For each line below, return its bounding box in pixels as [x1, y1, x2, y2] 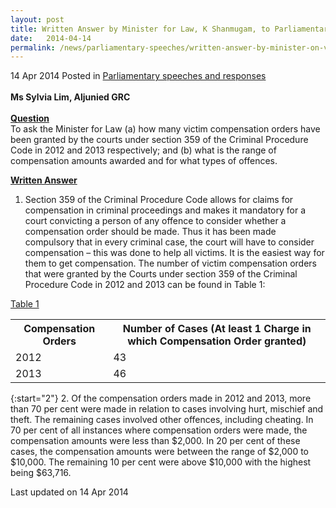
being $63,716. [10, 467, 72, 479]
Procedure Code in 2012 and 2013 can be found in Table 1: [24, 279, 266, 291]
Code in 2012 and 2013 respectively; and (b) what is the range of [10, 144, 277, 156]
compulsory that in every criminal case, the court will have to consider [24, 236, 315, 248]
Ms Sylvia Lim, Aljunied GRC [10, 91, 131, 103]
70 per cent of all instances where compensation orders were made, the [10, 424, 308, 436]
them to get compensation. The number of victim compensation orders [24, 257, 318, 270]
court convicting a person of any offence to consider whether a [24, 215, 287, 227]
